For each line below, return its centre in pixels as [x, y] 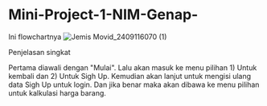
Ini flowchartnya [35, 37]
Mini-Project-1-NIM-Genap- [103, 15]
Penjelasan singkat [39, 52]
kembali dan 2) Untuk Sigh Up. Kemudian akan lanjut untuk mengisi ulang [130, 76]
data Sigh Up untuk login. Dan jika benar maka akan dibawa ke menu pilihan [134, 84]
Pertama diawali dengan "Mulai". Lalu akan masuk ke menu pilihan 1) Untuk [133, 67]
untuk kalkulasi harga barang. [58, 92]
